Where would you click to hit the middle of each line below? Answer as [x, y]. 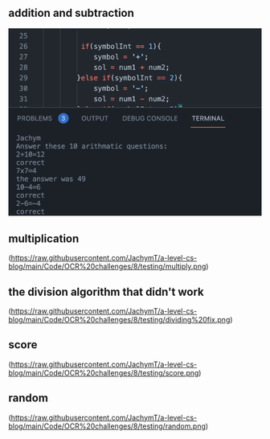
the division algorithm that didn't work [106, 291]
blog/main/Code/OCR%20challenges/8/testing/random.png [107, 426]
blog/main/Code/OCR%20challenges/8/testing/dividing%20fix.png [119, 320]
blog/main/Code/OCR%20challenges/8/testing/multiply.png [107, 267]
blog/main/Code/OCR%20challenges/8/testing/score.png [104, 372]
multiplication [44, 238]
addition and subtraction [72, 13]
